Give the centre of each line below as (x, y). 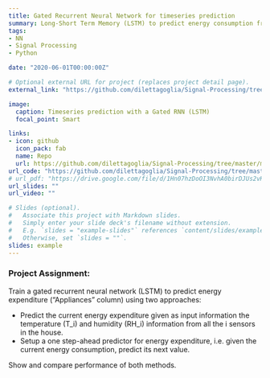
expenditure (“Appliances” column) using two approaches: (105, 299)
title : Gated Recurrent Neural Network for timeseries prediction (122, 16)
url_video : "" (32, 194)
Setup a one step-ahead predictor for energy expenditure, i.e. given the (138, 341)
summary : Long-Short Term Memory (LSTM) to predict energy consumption (131, 23)
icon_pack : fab (41, 149)
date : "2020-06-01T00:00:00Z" (59, 68)
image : (19, 104)
